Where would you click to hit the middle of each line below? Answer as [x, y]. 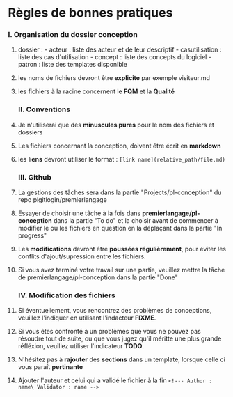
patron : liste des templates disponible [73, 65]
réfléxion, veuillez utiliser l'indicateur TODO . [81, 346]
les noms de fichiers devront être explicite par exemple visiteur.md [114, 78]
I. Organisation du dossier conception [73, 35]
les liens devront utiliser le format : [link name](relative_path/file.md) [121, 159]
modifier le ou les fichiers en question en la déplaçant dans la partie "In [120, 228]
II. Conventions [44, 109]
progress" [32, 235]
